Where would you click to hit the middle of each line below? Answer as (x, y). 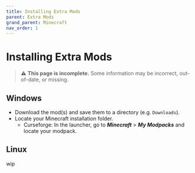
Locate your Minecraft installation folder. (64, 119)
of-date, (30, 79)
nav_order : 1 (22, 28)
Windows (24, 98)
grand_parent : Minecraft (37, 22)
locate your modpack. (50, 131)
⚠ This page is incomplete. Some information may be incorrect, (99, 74)
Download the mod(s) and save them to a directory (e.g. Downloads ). (97, 112)
